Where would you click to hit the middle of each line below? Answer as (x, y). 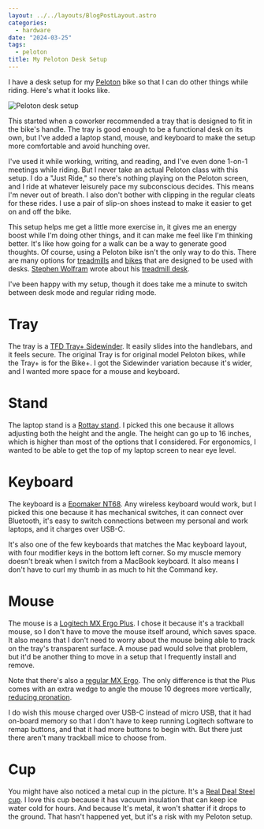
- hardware (33, 30)
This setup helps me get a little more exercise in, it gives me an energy (123, 226)
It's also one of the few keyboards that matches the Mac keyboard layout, (128, 544)
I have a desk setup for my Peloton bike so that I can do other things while (128, 82)
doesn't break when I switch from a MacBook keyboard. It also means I (123, 561)
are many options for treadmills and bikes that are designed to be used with (131, 260)
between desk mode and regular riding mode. (82, 292)
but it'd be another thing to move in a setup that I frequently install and (122, 656)
